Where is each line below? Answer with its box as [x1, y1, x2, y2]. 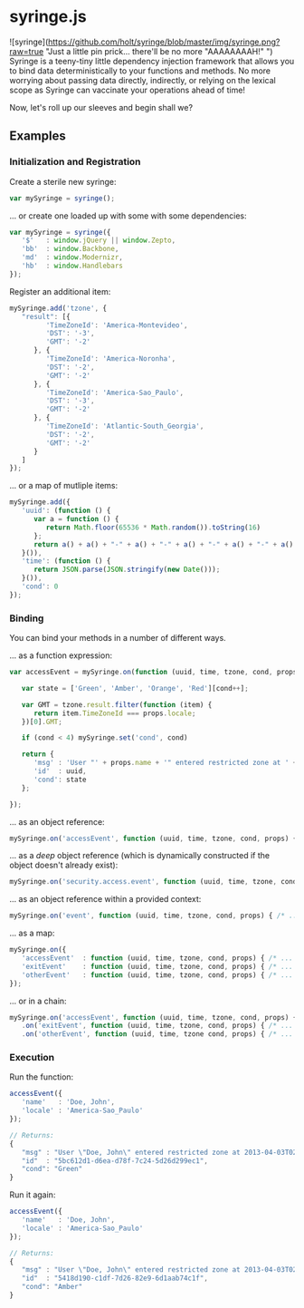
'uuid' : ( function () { [21, 506, 111, 516]
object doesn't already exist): [9, 859, 119, 871]
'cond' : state [33, 775, 88, 784]
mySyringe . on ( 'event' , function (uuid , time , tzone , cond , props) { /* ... [9, 911, 301, 921]
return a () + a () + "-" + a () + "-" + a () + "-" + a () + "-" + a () [33, 539, 294, 549]
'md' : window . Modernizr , [21, 253, 124, 262]
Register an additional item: [9, 286, 111, 296]
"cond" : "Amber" [21, 1283, 83, 1292]
